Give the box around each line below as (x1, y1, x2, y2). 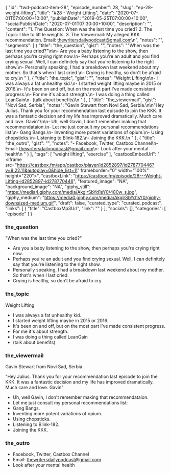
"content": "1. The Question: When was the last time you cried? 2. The (5, 26, 153, 32)
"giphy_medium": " (5, 194, 45, 200)
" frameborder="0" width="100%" (77, 167, 149, 173)
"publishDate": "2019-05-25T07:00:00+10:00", (50, 15, 149, 21)
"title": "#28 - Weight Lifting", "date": (37, 10, 115, 16)
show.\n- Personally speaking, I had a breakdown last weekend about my (5, 64, 159, 70)
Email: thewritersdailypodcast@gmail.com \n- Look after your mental (5, 146, 149, 151)
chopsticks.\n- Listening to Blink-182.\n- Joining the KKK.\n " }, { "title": (5, 135, 156, 141)
